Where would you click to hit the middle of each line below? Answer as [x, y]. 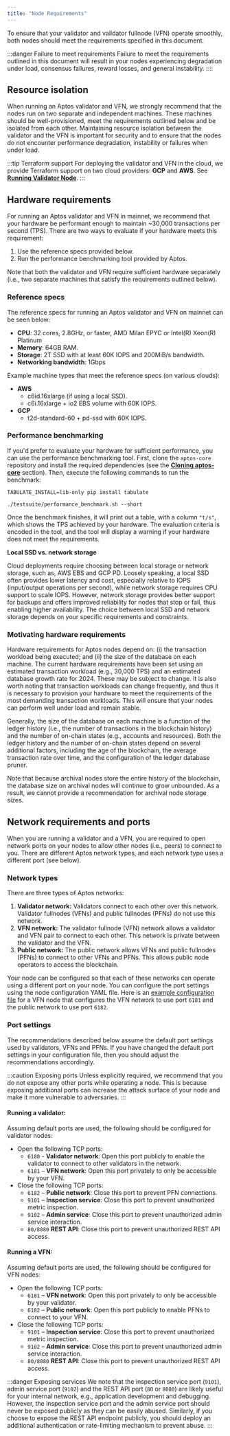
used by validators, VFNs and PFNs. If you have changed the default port [111, 1047]
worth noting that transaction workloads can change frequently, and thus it [113, 686]
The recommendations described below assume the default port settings [110, 1040]
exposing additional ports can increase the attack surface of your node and [114, 1090]
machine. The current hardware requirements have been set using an [105, 664]
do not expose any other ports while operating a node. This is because [107, 1082]
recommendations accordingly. [51, 1062]
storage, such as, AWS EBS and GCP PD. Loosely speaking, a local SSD [108, 573]
